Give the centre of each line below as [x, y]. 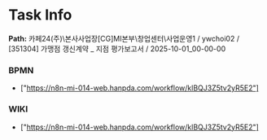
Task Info [40, 15]
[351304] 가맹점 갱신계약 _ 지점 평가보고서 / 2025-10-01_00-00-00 [117, 48]
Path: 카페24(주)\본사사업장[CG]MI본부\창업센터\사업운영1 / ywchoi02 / [124, 38]
